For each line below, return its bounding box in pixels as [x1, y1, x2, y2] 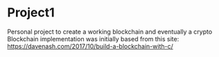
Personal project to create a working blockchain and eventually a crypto [7, 27, 213, 36]
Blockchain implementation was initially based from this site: [7, 34, 179, 43]
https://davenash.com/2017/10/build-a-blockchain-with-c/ [7, 42, 173, 50]
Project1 [7, 5, 55, 21]
